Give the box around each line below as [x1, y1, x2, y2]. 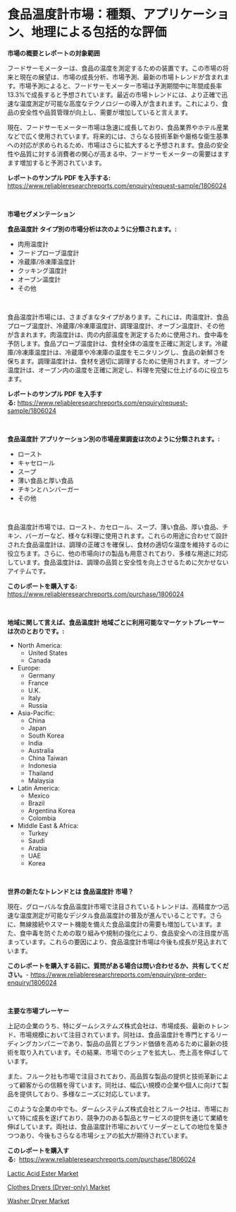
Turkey [27, 829, 49, 837]
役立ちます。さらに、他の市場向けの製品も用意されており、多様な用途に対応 [7, 549, 228, 557]
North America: [17, 641, 62, 649]
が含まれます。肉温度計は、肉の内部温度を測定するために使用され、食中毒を [7, 330, 229, 339]
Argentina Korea [27, 806, 75, 815]
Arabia [27, 844, 48, 852]
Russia [27, 701, 48, 709]
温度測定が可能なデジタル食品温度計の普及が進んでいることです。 [19, 911, 210, 919]
